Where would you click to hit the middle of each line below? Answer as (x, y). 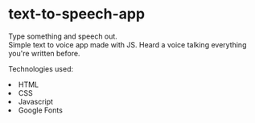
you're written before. (44, 53)
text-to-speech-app (77, 14)
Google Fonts (41, 110)
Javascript (36, 101)
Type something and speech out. (63, 36)
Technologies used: (41, 68)
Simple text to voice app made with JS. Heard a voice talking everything (127, 44)
